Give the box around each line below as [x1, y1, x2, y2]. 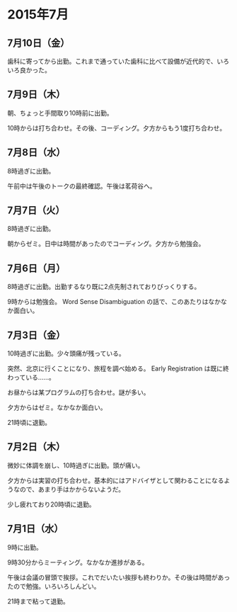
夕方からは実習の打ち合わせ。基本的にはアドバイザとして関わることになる [7, 476, 224, 484]
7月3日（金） [7, 329, 66, 341]
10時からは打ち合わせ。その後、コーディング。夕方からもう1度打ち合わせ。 [7, 123, 226, 132]
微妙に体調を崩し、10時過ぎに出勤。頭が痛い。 [7, 461, 144, 470]
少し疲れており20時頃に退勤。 [7, 500, 96, 509]
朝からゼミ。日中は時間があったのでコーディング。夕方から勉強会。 [7, 239, 205, 248]
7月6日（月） [7, 262, 66, 274]
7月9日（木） [7, 89, 66, 101]
